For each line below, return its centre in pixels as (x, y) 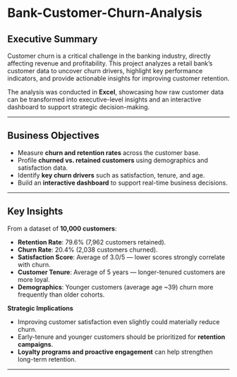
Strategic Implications (41, 308)
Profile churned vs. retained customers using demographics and (113, 160)
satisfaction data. (43, 168)
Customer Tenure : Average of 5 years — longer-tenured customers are (121, 272)
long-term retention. (47, 359)
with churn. (34, 264)
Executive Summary (53, 39)
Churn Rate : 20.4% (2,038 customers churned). (87, 249)
